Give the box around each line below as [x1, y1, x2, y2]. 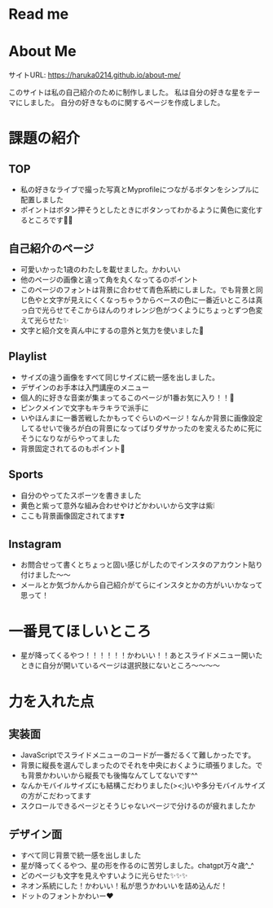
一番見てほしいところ [8, 622, 152, 640]
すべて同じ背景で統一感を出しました [20, 850, 142, 860]
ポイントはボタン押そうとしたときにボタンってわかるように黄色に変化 [20, 205, 257, 215]
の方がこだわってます [20, 791, 92, 801]
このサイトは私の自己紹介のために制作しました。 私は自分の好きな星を [8, 87, 246, 98]
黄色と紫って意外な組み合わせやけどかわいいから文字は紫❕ [20, 500, 215, 510]
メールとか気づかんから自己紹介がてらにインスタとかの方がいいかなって [20, 580, 263, 590]
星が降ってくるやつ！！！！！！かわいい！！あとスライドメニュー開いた [20, 651, 263, 660]
